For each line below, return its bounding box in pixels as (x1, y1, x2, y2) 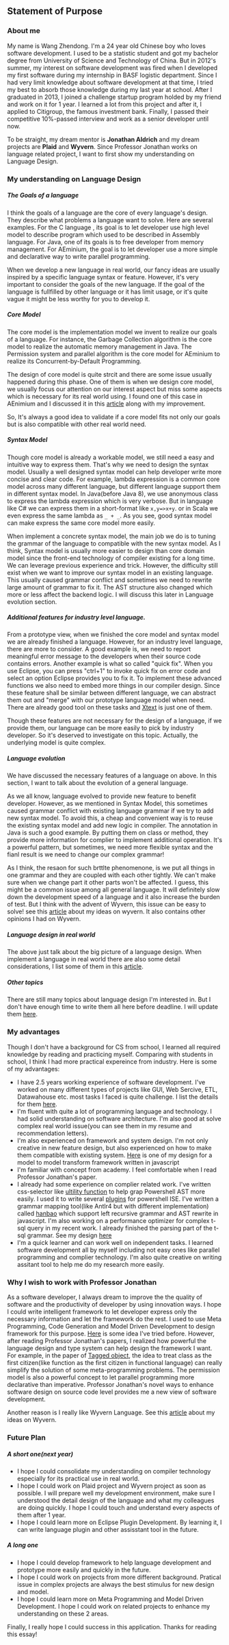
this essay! (7, 1630, 38, 1638)
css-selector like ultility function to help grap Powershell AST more (16, 1187, 205, 1195)
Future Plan (7, 1432, 46, 1442)
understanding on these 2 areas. (16, 1609, 109, 1618)
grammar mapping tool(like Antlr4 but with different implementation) (16, 1202, 209, 1210)
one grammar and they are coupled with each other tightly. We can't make (7, 871, 217, 879)
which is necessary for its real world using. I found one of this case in (7, 392, 203, 400)
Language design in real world (7, 931, 96, 939)
